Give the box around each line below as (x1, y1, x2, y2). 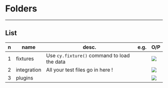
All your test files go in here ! (46, 66, 113, 73)
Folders (5, 3, 37, 14)
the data (46, 58, 66, 65)
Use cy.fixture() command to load (46, 52, 130, 59)
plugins (15, 74, 33, 81)
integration (15, 66, 41, 73)
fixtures (15, 55, 34, 62)
